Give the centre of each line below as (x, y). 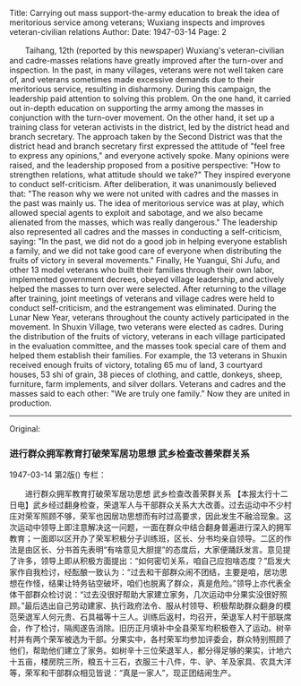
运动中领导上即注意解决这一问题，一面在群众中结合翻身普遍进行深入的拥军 (154, 527)
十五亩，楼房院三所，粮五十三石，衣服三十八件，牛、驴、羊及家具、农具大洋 (150, 662)
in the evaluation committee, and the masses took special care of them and (148, 346)
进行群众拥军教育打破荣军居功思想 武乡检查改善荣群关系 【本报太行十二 (156, 494)
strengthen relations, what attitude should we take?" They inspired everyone (150, 175)
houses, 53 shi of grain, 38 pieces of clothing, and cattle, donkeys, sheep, (146, 374)
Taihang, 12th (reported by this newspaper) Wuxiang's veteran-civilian (155, 50)
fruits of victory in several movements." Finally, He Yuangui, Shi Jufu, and (145, 260)
